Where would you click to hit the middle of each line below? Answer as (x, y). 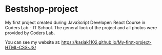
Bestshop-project (41, 9)
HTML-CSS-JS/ (21, 47)
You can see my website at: (33, 42)
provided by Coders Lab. (30, 33)
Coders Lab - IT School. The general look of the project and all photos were (81, 27)
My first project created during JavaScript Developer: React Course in (75, 22)
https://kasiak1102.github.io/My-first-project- (106, 42)
